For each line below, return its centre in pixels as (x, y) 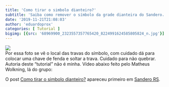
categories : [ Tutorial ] (32, 29)
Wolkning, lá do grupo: (29, 69)
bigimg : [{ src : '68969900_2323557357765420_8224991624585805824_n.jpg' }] (85, 34)
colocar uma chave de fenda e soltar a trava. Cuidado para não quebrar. (81, 59)
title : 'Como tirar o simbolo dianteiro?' (51, 10)
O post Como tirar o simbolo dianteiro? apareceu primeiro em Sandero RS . (83, 79)
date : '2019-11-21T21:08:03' (36, 19)
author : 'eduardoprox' (29, 24)
